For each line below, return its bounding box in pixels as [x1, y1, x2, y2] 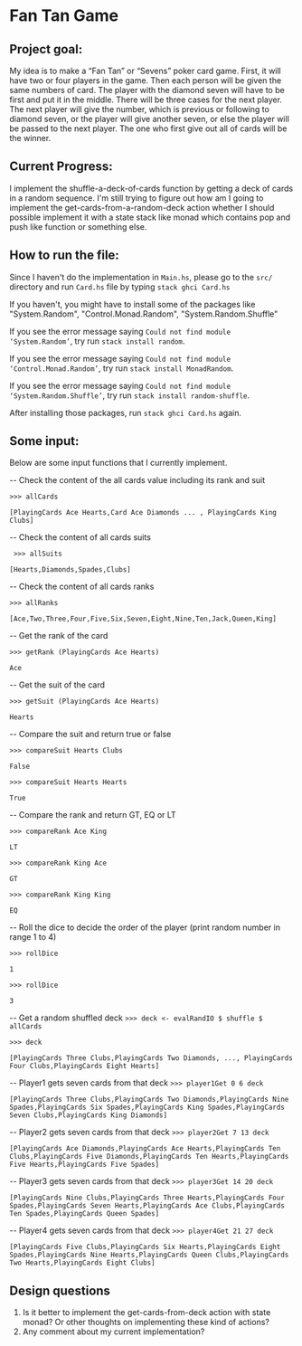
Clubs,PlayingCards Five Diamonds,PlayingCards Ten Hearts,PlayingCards [9, 1152, 289, 1161]
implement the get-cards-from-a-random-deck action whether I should [9, 202, 275, 213]
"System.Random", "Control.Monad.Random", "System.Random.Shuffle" [9, 308, 278, 319]
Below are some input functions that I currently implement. [9, 458, 228, 469]
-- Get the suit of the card [9, 679, 106, 690]
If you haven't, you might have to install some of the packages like [9, 299, 256, 309]
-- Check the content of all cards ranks [9, 581, 155, 592]
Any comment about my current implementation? [22, 1326, 205, 1337]
